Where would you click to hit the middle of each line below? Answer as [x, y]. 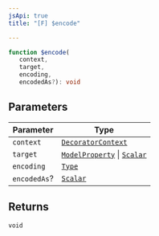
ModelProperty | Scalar [104, 154]
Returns [29, 207]
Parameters [38, 107]
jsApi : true [28, 16]
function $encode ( [39, 52]
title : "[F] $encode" [45, 23]
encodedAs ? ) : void [50, 82]
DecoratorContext [94, 142]
